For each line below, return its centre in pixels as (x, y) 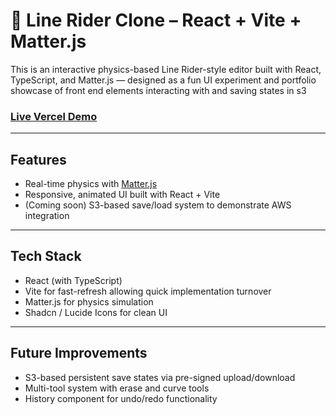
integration (47, 216)
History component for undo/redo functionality (121, 398)
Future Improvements (79, 353)
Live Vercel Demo (54, 116)
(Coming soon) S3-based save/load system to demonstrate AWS (158, 205)
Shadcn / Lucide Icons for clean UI (96, 312)
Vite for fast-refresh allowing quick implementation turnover (148, 291)
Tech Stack (46, 256)
